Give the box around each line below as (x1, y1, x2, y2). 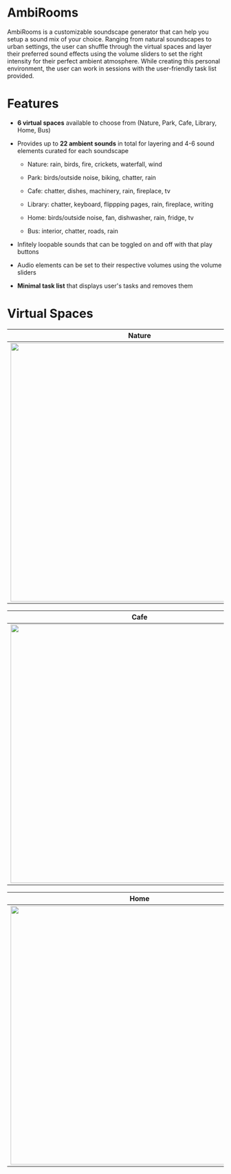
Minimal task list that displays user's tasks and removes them (16, 281, 193, 290)
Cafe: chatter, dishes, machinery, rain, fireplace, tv (27, 186, 170, 195)
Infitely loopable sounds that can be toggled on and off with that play (16, 240, 213, 248)
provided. (7, 71, 34, 80)
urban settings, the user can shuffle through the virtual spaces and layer (7, 42, 212, 50)
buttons (16, 247, 39, 256)
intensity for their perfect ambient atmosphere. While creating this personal (7, 57, 221, 65)
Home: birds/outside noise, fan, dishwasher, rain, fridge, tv (27, 213, 194, 221)
